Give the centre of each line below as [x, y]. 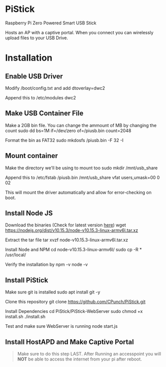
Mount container [32, 156]
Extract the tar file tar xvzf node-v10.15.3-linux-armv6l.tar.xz [67, 240]
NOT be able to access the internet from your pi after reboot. [80, 359]
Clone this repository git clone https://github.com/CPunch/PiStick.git [75, 302]
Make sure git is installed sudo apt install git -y [53, 292]
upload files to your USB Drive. [37, 38]
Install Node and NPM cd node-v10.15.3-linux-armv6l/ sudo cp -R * [74, 250]
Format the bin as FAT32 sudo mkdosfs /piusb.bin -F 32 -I [64, 140]
